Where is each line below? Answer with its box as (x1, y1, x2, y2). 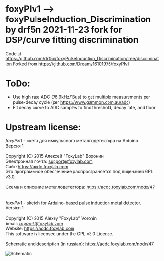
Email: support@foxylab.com (5, 220, 64, 226)
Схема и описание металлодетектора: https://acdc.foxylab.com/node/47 (5, 184, 155, 190)
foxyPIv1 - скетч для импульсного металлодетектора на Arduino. (5, 137, 140, 143)
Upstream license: (5, 122, 81, 132)
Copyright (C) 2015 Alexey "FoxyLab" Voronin (5, 215, 97, 221)
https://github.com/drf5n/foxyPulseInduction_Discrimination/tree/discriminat (5, 56, 159, 61)
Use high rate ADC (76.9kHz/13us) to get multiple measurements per (12, 94, 150, 100)
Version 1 (5, 205, 24, 210)
